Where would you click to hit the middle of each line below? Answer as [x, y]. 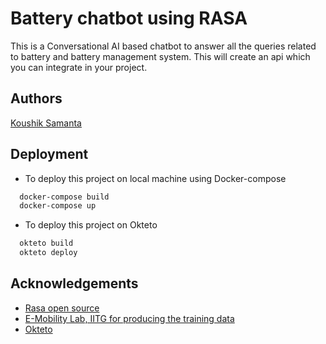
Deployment [49, 154]
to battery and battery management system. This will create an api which [160, 56]
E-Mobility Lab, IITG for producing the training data [129, 318]
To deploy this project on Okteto [91, 225]
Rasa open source [62, 308]
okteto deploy [48, 253]
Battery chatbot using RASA [129, 18]
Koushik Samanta [46, 123]
